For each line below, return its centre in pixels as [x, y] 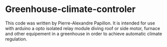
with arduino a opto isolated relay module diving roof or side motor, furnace [83, 28]
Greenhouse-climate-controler [71, 9]
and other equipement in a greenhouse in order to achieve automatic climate [84, 33]
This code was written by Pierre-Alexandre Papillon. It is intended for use [80, 23]
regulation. [16, 39]
